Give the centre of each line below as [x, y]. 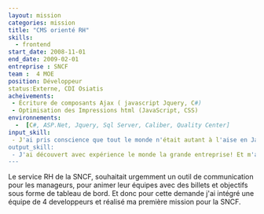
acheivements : [31, 96]
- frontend [33, 45]
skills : [21, 37]
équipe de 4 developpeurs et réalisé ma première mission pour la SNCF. [125, 202]
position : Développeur [45, 81]
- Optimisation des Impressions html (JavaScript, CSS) [105, 111]
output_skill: [31, 147]
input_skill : [29, 132]
